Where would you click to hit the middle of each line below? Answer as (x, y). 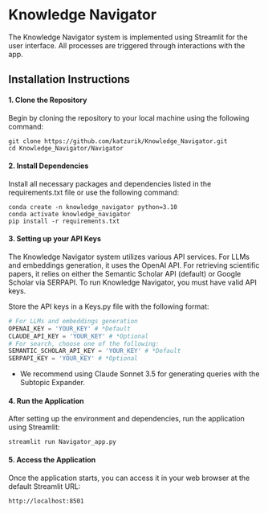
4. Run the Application (46, 400)
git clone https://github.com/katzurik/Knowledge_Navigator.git (118, 141)
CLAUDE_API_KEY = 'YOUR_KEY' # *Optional (79, 336)
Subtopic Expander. (53, 383)
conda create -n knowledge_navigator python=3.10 (93, 207)
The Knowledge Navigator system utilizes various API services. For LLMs (129, 256)
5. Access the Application (52, 459)
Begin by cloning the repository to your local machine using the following (129, 117)
